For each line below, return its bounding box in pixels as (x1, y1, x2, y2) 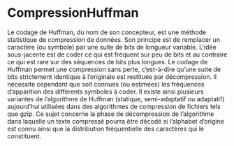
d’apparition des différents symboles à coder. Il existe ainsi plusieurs (7, 87, 204, 96)
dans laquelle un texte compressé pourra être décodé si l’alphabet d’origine (7, 117, 225, 125)
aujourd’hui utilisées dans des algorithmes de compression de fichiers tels (7, 102, 221, 110)
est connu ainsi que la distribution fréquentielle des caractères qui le (7, 124, 205, 133)
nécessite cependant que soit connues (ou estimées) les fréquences (7, 80, 205, 88)
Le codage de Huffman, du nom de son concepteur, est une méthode (7, 28, 207, 36)
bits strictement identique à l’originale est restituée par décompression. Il (7, 72, 217, 81)
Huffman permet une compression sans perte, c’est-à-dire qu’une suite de (7, 65, 221, 73)
